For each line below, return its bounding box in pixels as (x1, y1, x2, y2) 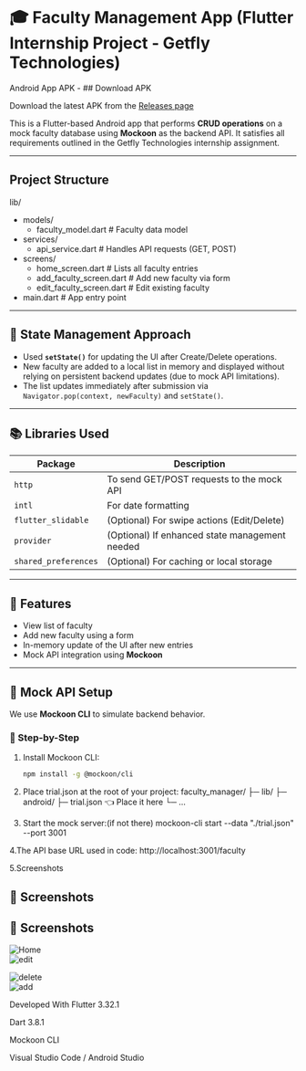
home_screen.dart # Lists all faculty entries (36, 262, 199, 274)
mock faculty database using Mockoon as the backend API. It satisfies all (9, 127, 285, 138)
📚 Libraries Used (9, 425, 109, 441)
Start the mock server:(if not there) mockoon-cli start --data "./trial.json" (22, 818, 294, 829)
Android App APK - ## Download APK (9, 82, 152, 93)
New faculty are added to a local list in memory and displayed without (22, 361, 285, 372)
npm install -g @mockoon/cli (22, 770, 134, 779)
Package (36, 457, 76, 470)
